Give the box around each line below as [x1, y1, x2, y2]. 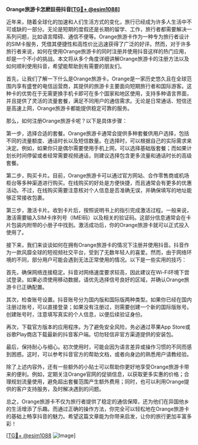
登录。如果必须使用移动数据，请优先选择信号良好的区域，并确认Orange [11, 276, 184, 283]
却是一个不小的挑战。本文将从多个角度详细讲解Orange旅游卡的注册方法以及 [6, 56, 190, 62]
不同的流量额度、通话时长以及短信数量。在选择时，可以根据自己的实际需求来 [6, 137, 192, 144]
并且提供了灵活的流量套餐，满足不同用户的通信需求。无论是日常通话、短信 [6, 98, 187, 104]
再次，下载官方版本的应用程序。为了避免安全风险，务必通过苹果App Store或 [6, 323, 190, 330]
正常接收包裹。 [11, 194, 48, 201]
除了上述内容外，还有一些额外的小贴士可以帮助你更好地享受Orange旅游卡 [6, 363, 184, 370]
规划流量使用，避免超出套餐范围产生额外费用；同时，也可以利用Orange [11, 378, 184, 385]
